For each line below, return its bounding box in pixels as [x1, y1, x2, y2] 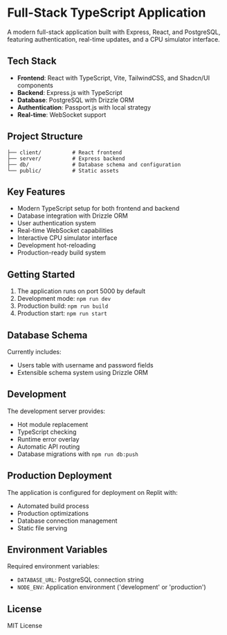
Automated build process [17, 501, 89, 510]
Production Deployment [7, 470, 112, 482]
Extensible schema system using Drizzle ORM [17, 369, 149, 376]
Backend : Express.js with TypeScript [17, 88, 122, 96]
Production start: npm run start [17, 309, 107, 317]
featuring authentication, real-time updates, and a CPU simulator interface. [7, 35, 220, 43]
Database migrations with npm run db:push [17, 449, 138, 458]
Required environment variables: [7, 562, 100, 571]
